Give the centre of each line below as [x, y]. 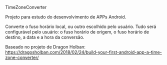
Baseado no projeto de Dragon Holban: [45, 47]
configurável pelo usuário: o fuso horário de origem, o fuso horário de [77, 32]
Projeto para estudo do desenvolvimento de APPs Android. [66, 17]
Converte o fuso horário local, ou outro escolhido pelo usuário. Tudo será [81, 26]
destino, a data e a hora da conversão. [45, 37]
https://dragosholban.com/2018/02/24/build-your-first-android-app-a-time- [83, 52]
